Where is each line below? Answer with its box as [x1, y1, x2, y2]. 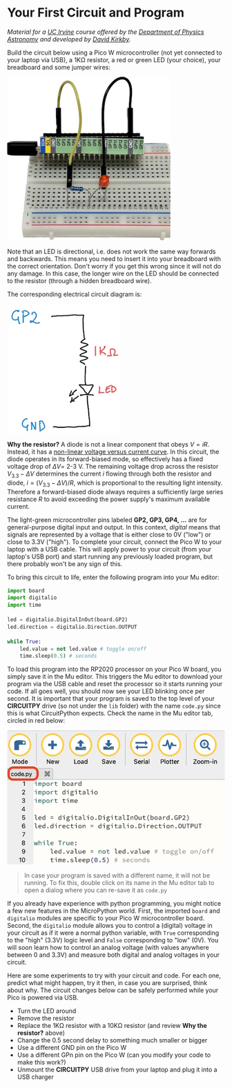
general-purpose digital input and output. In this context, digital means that [7, 523, 221, 531]
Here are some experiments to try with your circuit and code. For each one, [7, 971, 222, 980]
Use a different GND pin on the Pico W [17, 1043, 127, 1051]
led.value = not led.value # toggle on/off [19, 645, 147, 652]
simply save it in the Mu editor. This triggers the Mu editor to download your [7, 672, 223, 681]
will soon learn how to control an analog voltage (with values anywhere [7, 943, 209, 951]
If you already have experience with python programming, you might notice [7, 899, 222, 907]
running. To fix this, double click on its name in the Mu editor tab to [23, 878, 215, 886]
